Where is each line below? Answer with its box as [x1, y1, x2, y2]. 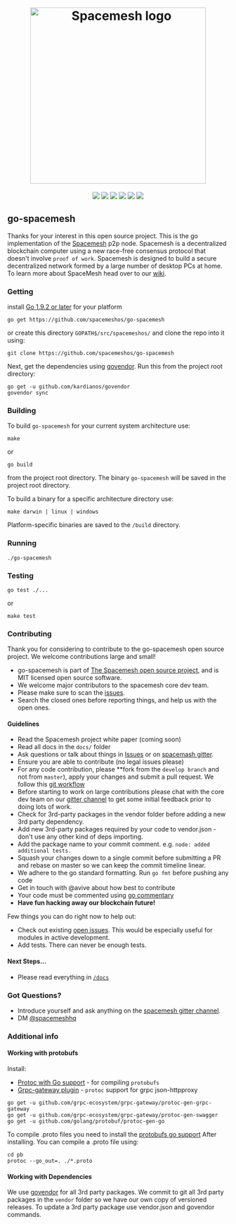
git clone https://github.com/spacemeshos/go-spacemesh [7, 350, 174, 357]
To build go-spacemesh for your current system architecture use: [7, 421, 191, 430]
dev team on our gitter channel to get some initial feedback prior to [17, 795, 211, 803]
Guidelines [7, 719, 40, 728]
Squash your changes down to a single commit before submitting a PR [17, 853, 221, 863]
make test [7, 612, 37, 619]
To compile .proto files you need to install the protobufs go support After [7, 1130, 217, 1139]
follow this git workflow [17, 780, 86, 789]
